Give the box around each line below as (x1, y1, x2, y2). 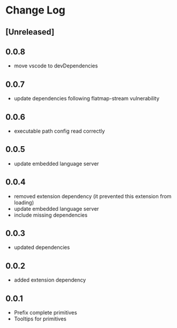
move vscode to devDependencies (13, 62, 98, 69)
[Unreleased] (5, 27, 55, 37)
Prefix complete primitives (13, 309, 77, 316)
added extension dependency (13, 276, 86, 283)
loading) (13, 199, 34, 206)
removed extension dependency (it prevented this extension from (13, 192, 172, 199)
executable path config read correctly (13, 127, 105, 135)
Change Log (5, 4, 65, 17)
